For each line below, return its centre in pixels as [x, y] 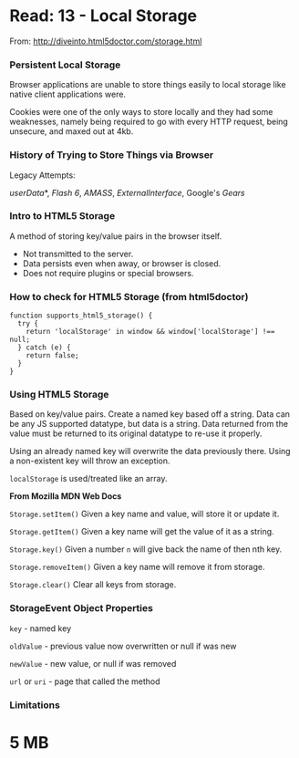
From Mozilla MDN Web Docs [66, 496]
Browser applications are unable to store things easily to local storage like [148, 85]
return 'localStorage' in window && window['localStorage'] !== [150, 332]
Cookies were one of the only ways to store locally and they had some [141, 112]
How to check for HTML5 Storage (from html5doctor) [129, 296]
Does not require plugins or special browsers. [108, 273]
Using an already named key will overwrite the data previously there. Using [150, 452]
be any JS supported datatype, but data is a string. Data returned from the [149, 424]
